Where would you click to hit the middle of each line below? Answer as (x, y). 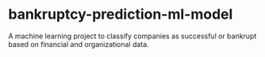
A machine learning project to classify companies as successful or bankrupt (132, 36)
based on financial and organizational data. (79, 44)
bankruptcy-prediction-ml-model (121, 14)
